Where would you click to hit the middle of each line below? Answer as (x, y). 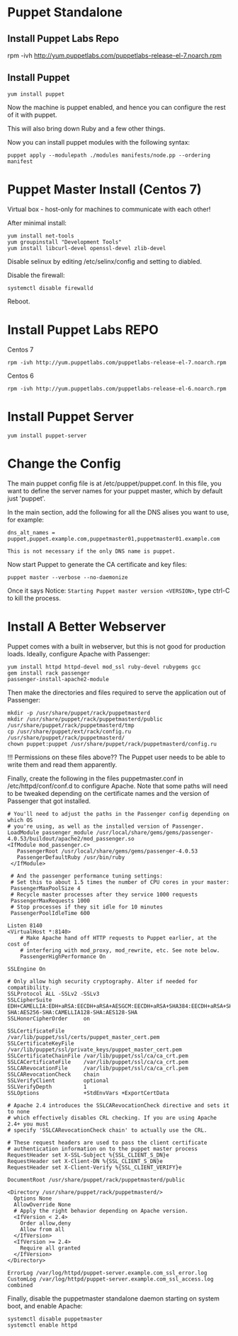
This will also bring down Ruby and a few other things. (86, 128)
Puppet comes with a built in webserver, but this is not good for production (117, 646)
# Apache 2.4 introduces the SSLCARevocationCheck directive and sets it (119, 1105)
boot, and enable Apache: (45, 1306)
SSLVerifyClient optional (58, 1080)
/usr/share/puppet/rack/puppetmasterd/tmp (71, 725)
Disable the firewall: (36, 275)
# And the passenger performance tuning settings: (86, 876)
